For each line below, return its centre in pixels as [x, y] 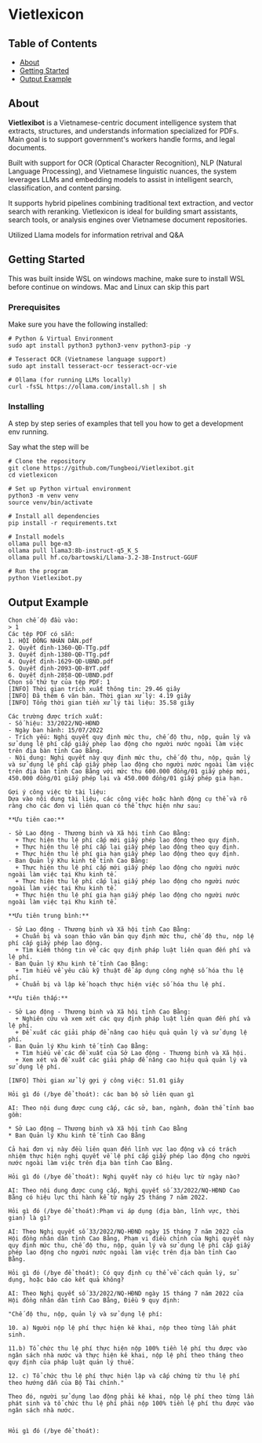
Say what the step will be [49, 447]
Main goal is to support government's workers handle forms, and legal [122, 139]
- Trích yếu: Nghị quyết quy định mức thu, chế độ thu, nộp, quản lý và [129, 737]
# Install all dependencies [54, 517]
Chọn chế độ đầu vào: [44, 621]
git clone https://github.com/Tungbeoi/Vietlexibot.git [101, 469]
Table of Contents [53, 44]
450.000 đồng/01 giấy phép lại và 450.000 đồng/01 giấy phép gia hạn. [126, 779]
